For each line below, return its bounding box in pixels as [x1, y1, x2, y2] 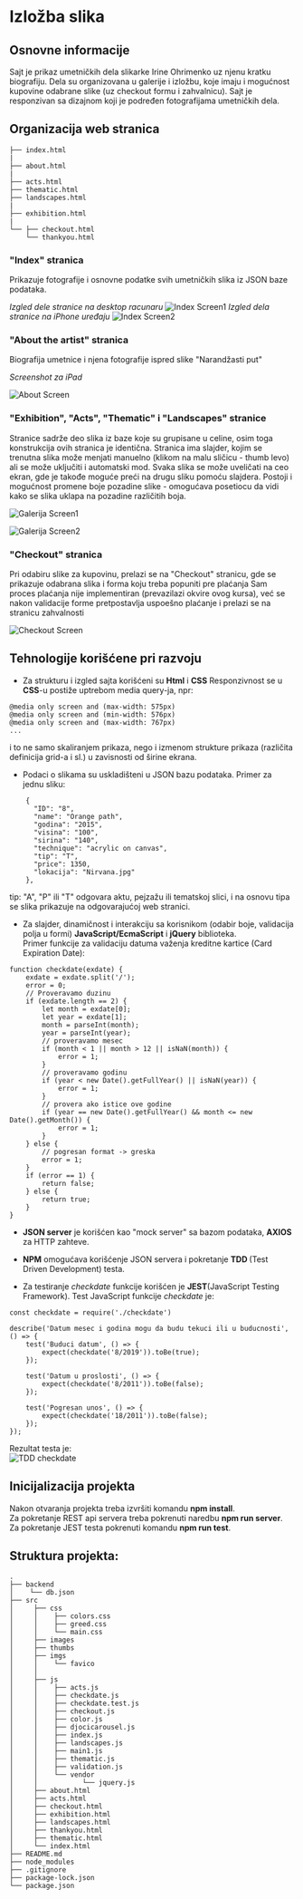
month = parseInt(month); [42, 1020, 140, 1029]
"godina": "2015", [33, 820, 103, 829]
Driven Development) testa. [22, 1263, 125, 1274]
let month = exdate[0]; [42, 1004, 131, 1014]
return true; [42, 1194, 91, 1204]
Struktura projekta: [9, 1548, 119, 1564]
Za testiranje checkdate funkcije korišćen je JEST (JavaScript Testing [22, 1280, 280, 1292]
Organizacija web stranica [9, 121, 160, 137]
